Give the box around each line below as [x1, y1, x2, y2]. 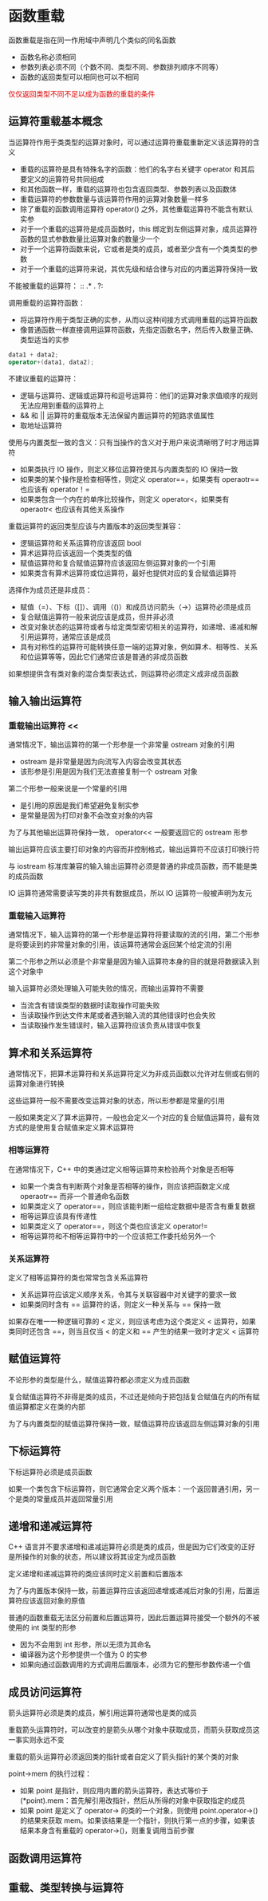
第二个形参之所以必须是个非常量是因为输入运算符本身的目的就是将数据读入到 [8, 956, 260, 966]
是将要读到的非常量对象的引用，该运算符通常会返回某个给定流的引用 [8, 940, 232, 949]
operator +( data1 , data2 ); [8, 358, 94, 366]
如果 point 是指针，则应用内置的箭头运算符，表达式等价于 [19, 1786, 209, 1796]
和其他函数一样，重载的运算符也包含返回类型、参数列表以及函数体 [19, 184, 237, 194]
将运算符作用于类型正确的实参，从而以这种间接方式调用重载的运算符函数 [19, 314, 258, 324]
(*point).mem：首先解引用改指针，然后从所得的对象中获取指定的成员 [19, 1796, 246, 1805]
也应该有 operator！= [19, 484, 90, 494]
